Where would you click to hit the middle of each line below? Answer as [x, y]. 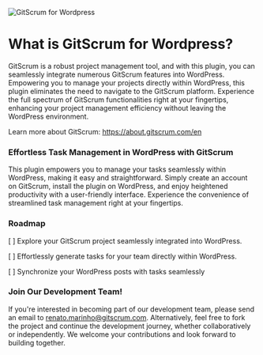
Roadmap [27, 224]
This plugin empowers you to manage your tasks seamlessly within [117, 169]
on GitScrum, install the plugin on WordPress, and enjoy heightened [118, 187]
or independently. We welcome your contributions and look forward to [122, 334]
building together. [37, 342]
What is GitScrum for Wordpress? [121, 44]
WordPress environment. [49, 116]
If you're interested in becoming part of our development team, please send [131, 309]
